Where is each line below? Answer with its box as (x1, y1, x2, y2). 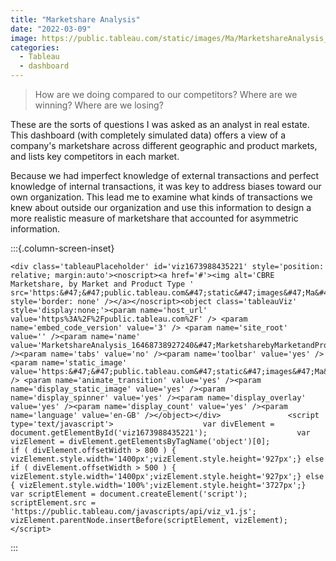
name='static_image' (41, 358, 128, 368)
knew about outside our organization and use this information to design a (10, 202, 312, 213)
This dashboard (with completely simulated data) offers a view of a (10, 129, 287, 141)
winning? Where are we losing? (34, 99, 164, 111)
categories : (10, 42, 60, 53)
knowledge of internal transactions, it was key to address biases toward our (10, 181, 322, 192)
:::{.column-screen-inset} (10, 242, 115, 254)
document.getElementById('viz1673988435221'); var (10, 428, 311, 438)
